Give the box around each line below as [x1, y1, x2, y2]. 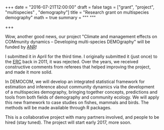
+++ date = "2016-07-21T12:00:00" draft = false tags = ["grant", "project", [5, 4, 155, 10]
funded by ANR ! [5, 44, 38, 50]
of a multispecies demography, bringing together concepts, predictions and [5, 89, 158, 95]
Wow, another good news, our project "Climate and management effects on [5, 34, 158, 39]
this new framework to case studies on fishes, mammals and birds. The [5, 100, 149, 105]
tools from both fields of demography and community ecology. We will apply [5, 94, 160, 100]
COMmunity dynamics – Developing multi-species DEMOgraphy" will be [5, 39, 150, 45]
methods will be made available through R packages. [5, 105, 112, 110]
